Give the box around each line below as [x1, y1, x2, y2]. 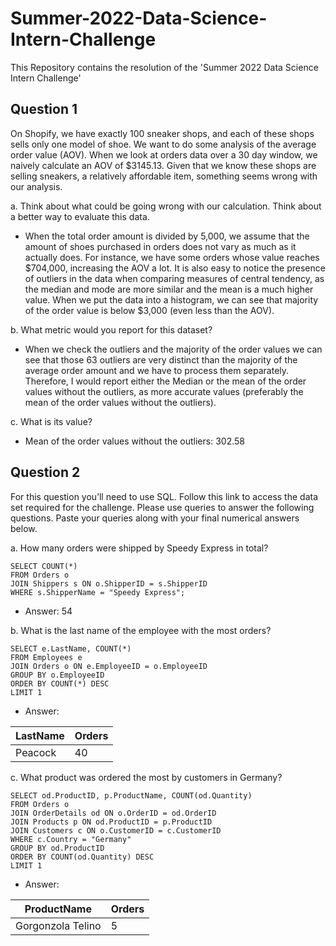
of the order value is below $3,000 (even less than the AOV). [24, 304, 275, 316]
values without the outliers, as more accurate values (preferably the [24, 385, 304, 397]
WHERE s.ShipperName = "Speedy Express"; [10, 587, 186, 597]
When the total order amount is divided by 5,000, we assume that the [24, 230, 310, 242]
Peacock [15, 745, 57, 759]
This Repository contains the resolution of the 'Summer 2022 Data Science [10, 61, 319, 73]
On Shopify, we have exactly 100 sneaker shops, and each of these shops [10, 127, 315, 139]
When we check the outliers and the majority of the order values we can [24, 343, 323, 355]
